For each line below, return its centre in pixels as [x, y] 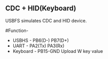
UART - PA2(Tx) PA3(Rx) [38, 46]
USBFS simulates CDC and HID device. [46, 20]
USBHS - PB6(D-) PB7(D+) [41, 40]
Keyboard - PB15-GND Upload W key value [58, 51]
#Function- [17, 31]
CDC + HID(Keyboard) [41, 8]
